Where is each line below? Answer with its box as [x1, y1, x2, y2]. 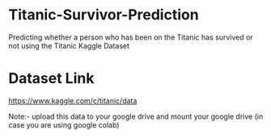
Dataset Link [8, 69, 95, 88]
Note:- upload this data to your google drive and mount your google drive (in [8, 111, 264, 121]
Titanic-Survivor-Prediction [8, 6, 200, 24]
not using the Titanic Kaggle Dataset [8, 40, 130, 50]
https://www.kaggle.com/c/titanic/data [8, 95, 138, 106]
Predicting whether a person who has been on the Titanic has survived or [8, 32, 253, 42]
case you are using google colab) [8, 119, 120, 130]
